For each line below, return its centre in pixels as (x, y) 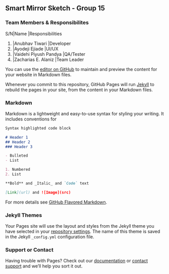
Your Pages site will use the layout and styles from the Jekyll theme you (80, 226)
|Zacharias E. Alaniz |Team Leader (48, 59)
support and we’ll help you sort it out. (44, 266)
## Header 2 (18, 142)
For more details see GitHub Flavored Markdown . (56, 202)
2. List (13, 174)
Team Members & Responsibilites (47, 23)
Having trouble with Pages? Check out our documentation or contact (76, 261)
